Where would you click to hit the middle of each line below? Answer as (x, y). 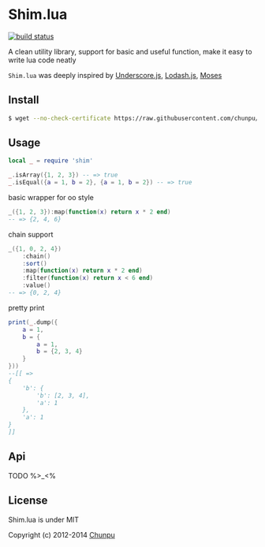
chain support (31, 234)
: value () (37, 285)
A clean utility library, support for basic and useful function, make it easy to (130, 51)
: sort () (35, 263)
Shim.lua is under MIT (44, 519)
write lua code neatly (42, 60)
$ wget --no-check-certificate (60, 118)
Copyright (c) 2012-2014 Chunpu (62, 534)
